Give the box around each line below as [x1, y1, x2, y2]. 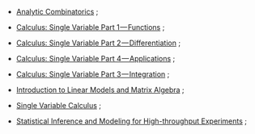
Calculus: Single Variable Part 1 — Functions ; [15, 23, 165, 31]
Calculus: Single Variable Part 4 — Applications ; [15, 54, 176, 63]
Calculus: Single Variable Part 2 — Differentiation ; [15, 38, 181, 48]
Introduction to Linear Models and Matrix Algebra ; [15, 85, 185, 94]
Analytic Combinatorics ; [15, 7, 99, 16]
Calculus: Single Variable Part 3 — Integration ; [15, 69, 170, 79]
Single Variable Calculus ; [15, 101, 102, 110]
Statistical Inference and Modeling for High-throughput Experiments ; [15, 116, 248, 126]
